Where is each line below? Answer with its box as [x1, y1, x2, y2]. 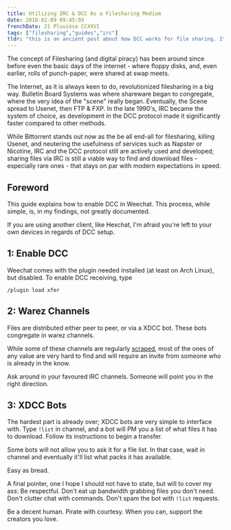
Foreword [7, 182, 49, 193]
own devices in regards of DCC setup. [7, 228, 115, 236]
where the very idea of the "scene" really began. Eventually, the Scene [7, 97, 208, 105]
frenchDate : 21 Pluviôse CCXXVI [7, 23, 100, 30]
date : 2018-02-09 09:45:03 [7, 17, 85, 23]
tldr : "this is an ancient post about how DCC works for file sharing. [7, 36, 217, 43]
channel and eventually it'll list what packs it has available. [7, 453, 172, 461]
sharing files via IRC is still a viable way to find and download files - [7, 154, 198, 162]
